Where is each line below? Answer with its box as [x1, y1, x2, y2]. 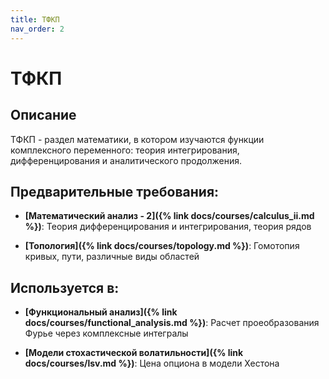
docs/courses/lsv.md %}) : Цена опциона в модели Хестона [24, 357, 280, 370]
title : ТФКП [10, 14, 60, 25]
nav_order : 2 [10, 24, 65, 34]
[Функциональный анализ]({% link [24, 306, 178, 318]
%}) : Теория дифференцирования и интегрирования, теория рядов [24, 221, 312, 233]
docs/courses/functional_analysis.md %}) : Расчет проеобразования [24, 317, 320, 329]
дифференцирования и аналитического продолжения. [10, 154, 242, 166]
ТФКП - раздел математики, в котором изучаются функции [10, 133, 265, 145]
